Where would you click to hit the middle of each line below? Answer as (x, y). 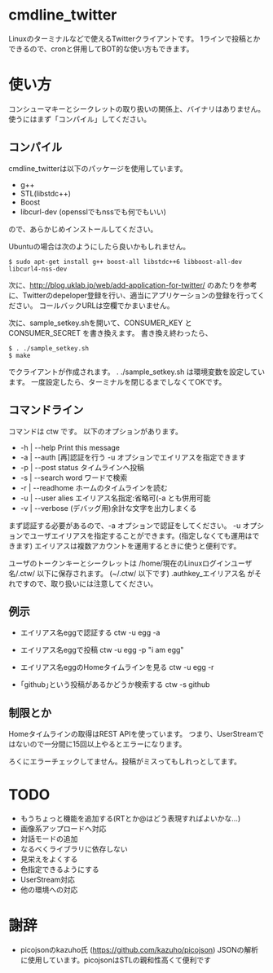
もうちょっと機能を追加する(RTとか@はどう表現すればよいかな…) (130, 819)
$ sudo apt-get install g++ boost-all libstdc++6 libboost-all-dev (125, 262)
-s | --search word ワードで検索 (74, 478)
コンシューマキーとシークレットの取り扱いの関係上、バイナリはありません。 (137, 108)
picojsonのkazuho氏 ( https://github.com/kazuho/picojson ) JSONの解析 (139, 950)
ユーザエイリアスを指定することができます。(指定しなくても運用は (141, 535)
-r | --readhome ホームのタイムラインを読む (94, 487)
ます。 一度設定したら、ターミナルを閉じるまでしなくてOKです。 (117, 381)
